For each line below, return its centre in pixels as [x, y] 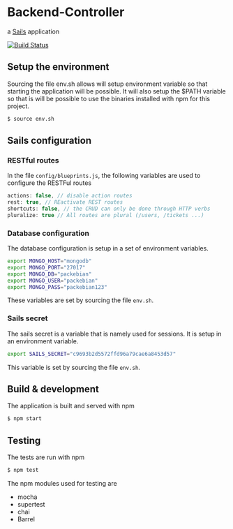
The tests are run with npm [46, 457]
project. [18, 106]
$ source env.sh [31, 119]
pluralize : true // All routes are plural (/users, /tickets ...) [106, 215]
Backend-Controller [66, 12]
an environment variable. [43, 341]
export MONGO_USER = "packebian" [53, 281]
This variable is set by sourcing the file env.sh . [74, 367]
